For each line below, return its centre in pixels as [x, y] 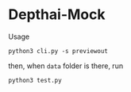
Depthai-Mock [57, 15]
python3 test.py [35, 80]
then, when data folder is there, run [66, 66]
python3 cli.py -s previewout [58, 51]
